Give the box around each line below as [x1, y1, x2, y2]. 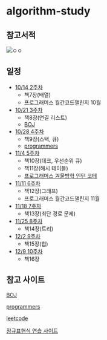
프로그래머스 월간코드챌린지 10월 [24, 99, 102, 106]
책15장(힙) [24, 240, 48, 247]
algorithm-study [6, 4, 91, 18]
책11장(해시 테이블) [24, 165, 68, 172]
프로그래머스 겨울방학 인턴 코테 [24, 172, 97, 179]
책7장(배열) [24, 91, 51, 98]
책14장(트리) [24, 225, 54, 232]
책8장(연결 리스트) [24, 114, 68, 121]
